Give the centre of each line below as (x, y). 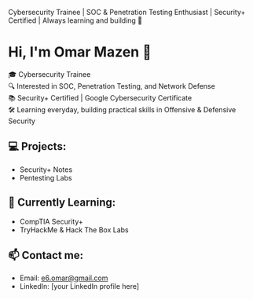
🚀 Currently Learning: (62, 203)
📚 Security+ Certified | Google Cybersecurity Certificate (100, 97)
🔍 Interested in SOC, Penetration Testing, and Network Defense (112, 86)
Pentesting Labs (46, 177)
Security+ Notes (46, 170)
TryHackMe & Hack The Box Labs (74, 230)
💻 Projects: (37, 146)
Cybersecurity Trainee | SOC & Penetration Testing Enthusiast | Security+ (127, 12)
